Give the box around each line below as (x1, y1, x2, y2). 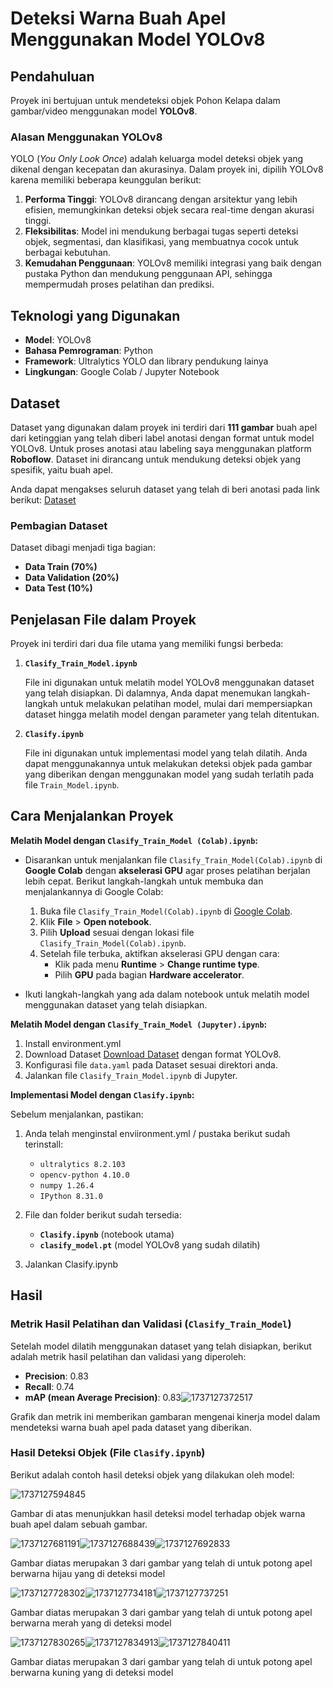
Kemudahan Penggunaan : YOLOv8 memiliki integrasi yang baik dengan (24, 257, 322, 269)
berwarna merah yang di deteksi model (10, 1617, 172, 1629)
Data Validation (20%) (24, 572, 120, 584)
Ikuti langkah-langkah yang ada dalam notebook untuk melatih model (24, 988, 310, 1000)
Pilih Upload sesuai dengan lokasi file (39, 926, 195, 938)
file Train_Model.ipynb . (24, 779, 120, 791)
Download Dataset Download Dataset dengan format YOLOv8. (24, 1048, 282, 1060)
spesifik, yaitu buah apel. (10, 463, 113, 476)
